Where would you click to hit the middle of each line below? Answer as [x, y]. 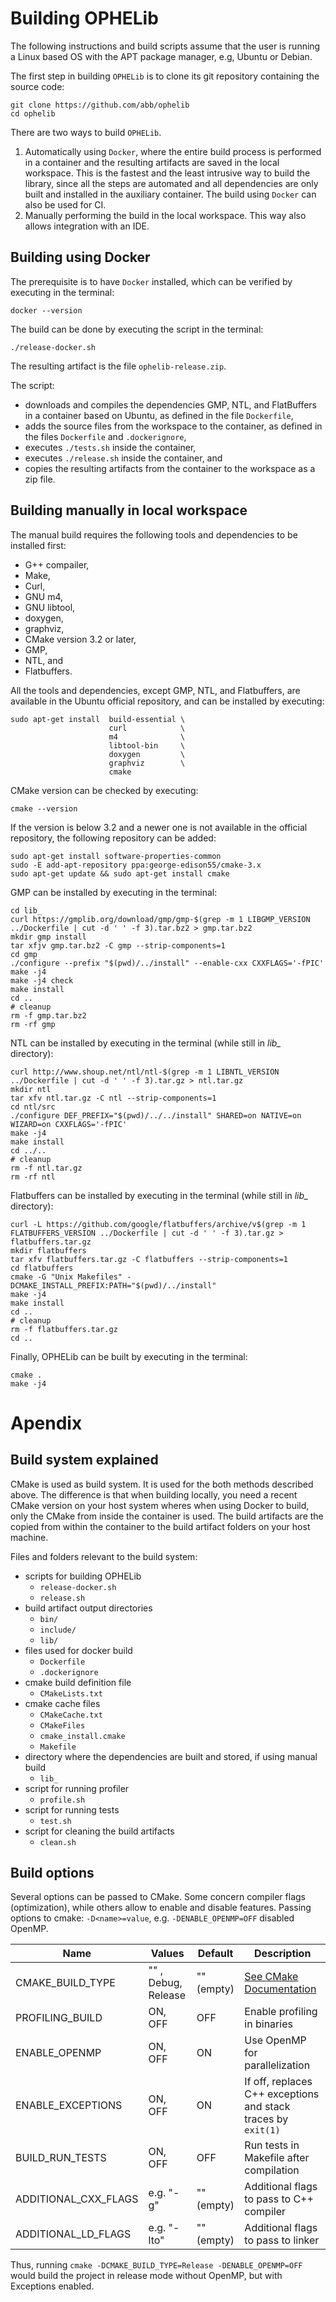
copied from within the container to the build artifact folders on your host [160, 1526]
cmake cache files [62, 1703]
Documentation [280, 1989]
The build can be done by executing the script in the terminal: [137, 329]
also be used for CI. [65, 204]
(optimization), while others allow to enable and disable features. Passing [161, 1908]
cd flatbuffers [42, 1268]
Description [282, 1954]
